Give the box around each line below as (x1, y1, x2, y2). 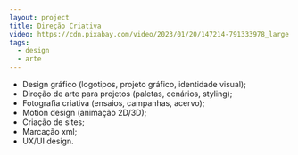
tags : (9, 37, 29, 47)
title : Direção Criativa (9, 21, 102, 30)
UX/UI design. (21, 135, 74, 146)
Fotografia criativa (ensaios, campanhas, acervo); (21, 98, 205, 108)
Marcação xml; (21, 126, 78, 136)
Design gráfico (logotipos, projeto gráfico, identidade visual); (21, 79, 247, 89)
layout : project (9, 12, 70, 22)
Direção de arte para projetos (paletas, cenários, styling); (21, 88, 233, 99)
